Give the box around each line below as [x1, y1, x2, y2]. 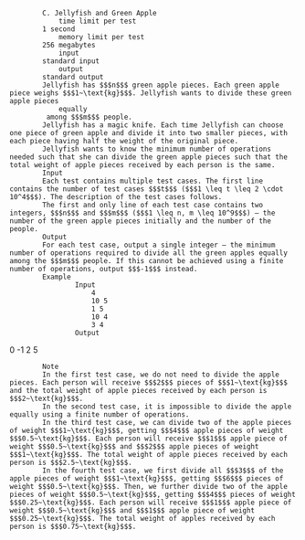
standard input [42, 57, 100, 66]
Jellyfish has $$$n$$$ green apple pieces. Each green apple [42, 80, 280, 90]
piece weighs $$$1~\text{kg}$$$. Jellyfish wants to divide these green [9, 89, 292, 98]
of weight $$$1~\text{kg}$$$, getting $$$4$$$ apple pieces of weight [9, 426, 284, 435]
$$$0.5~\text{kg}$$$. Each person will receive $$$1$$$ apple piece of [9, 434, 288, 443]
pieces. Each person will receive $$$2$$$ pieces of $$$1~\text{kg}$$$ [9, 378, 288, 387]
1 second [42, 25, 76, 34]
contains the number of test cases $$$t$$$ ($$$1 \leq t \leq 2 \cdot [9, 185, 284, 194]
